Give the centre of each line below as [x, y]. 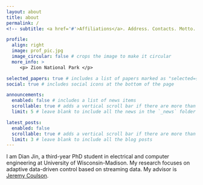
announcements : [25, 95]
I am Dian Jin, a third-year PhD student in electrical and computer [88, 157]
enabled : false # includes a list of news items [74, 101]
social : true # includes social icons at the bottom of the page [90, 84]
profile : [17, 40]
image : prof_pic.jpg [37, 51]
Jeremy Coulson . [27, 176]
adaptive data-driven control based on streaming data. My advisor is [92, 169]
